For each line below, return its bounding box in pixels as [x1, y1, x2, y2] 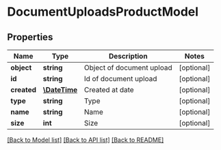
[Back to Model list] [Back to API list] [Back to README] [7, 136, 164, 144]
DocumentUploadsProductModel [7, 4, 199, 20]
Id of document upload [84, 74, 157, 83]
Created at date [84, 85, 135, 94]
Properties [7, 31, 53, 43]
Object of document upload [84, 63, 172, 72]
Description [108, 52, 148, 61]
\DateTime [42, 85, 78, 94]
